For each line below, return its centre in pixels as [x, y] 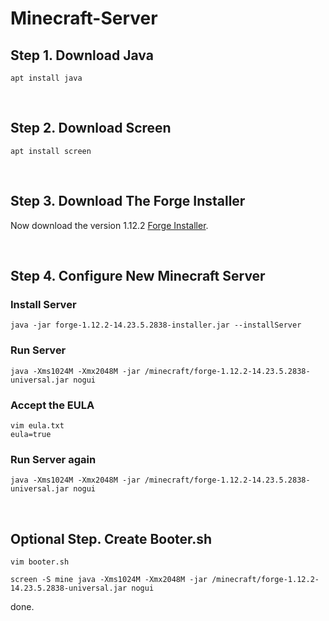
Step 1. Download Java [82, 55]
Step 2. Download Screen [91, 128]
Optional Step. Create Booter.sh [111, 538]
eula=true [31, 434]
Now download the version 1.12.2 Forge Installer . [109, 225]
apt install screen [51, 151]
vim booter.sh [40, 562]
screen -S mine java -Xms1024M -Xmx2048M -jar [109, 580]
